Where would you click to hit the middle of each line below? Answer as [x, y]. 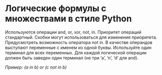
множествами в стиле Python [69, 19]
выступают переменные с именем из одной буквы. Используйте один [78, 47]
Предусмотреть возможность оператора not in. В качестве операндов [79, 42]
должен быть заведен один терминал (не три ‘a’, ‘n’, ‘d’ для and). [72, 58]
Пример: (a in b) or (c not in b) [36, 67]
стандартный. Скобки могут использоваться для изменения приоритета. [81, 37]
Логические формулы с [56, 8]
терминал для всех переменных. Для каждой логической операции [76, 52]
